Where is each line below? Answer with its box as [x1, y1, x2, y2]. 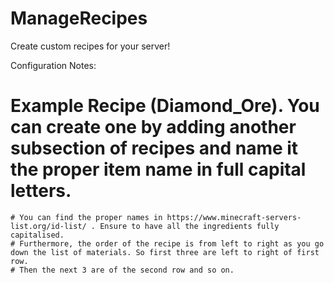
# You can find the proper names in [10, 212, 163, 222]
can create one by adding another [10, 116, 297, 139]
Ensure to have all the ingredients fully [99, 221, 280, 231]
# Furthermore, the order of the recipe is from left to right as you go [10, 238, 325, 249]
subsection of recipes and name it [10, 137, 299, 160]
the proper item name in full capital [10, 158, 307, 181]
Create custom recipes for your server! [10, 40, 171, 52]
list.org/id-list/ [10, 221, 87, 231]
